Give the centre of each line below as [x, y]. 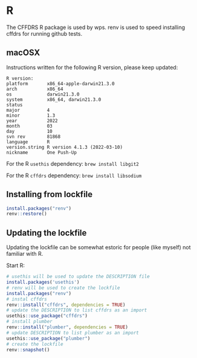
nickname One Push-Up [42, 152]
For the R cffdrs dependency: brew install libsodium [74, 175]
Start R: [16, 265]
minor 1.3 [31, 116]
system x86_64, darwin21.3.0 [54, 99]
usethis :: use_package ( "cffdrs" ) [47, 316]
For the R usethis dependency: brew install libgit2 [73, 163]
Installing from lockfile [50, 194]
